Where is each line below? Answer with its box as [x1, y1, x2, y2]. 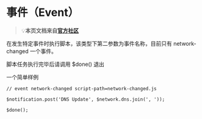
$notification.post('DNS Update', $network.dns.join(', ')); [6, 96, 165, 103]
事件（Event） [6, 5, 79, 20]
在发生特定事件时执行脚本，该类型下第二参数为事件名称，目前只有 [6, 40, 172, 47]
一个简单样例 [6, 73, 38, 81]
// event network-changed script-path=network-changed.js [6, 85, 157, 92]
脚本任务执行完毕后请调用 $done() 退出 [6, 60, 105, 68]
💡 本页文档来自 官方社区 [21, 27, 79, 34]
